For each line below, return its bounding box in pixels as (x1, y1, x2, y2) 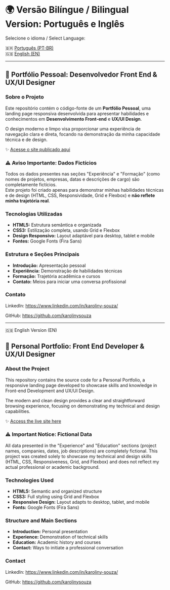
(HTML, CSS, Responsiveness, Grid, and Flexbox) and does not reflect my (5, 459, 159, 465)
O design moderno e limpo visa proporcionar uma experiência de (5, 125, 141, 132)
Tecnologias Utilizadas (5, 210, 63, 217)
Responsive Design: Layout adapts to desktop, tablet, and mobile (12, 499, 150, 505)
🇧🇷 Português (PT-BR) (5, 45, 54, 51)
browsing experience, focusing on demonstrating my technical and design (5, 403, 160, 409)
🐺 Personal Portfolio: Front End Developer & (5, 342, 145, 351)
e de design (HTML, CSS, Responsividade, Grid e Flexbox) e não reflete (5, 192, 155, 198)
